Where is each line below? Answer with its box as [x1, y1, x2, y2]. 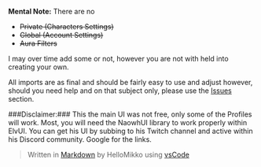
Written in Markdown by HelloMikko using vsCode [27, 150, 190, 159]
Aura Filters [19, 39, 57, 48]
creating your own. [8, 62, 69, 72]
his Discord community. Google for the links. [8, 135, 152, 144]
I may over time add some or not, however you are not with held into [8, 54, 230, 63]
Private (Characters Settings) [19, 22, 114, 31]
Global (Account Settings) [19, 31, 104, 39]
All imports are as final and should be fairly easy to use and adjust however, [8, 78, 253, 87]
